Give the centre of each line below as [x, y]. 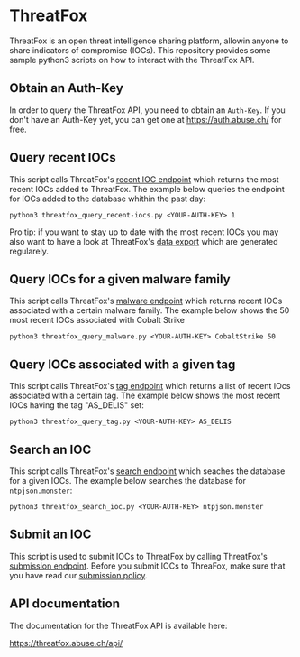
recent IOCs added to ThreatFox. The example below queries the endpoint [147, 189]
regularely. [29, 251]
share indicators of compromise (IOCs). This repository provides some [140, 50]
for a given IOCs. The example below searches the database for [127, 481]
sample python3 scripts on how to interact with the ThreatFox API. [132, 60]
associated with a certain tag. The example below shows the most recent [145, 396]
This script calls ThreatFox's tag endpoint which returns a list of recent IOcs [150, 386]
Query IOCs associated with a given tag [123, 364]
